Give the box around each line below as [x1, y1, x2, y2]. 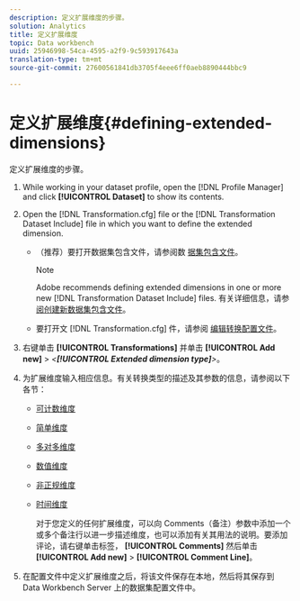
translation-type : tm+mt [9, 55, 102, 64]
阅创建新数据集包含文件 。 [35, 304, 131, 314]
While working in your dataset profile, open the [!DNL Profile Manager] [22, 181, 285, 192]
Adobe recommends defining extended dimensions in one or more [35, 281, 282, 293]
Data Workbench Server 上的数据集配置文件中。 [22, 582, 200, 593]
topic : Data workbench [9, 38, 94, 48]
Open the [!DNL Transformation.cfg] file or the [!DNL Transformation [22, 208, 276, 219]
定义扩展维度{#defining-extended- [9, 114, 272, 133]
